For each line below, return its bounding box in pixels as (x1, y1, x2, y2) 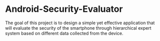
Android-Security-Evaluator (5, 3, 123, 15)
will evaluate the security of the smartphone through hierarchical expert (5, 25, 152, 31)
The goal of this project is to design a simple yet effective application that (5, 20, 155, 26)
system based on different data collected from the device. (5, 30, 124, 36)
